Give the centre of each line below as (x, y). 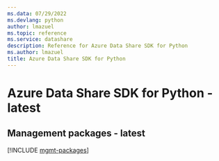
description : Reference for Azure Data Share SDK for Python (98, 46)
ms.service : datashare (40, 40)
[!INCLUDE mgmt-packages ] (48, 150)
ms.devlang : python (35, 20)
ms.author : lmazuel (35, 53)
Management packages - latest (76, 134)
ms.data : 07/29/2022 (37, 14)
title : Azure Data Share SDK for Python (67, 59)
